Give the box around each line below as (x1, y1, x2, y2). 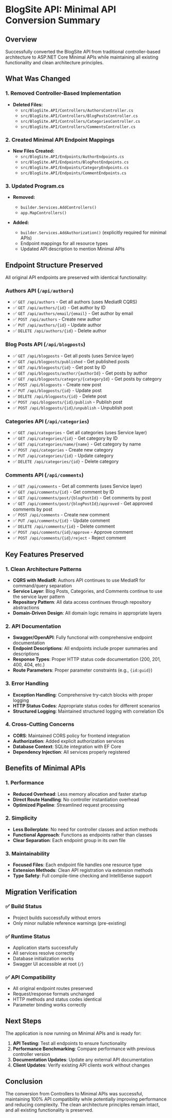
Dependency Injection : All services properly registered (12, 749, 130, 755)
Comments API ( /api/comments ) (5, 471, 84, 478)
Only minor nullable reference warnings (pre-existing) (12, 920, 127, 926)
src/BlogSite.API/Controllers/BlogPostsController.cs (20, 113, 138, 119)
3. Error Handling (5, 680, 49, 687)
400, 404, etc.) (12, 662, 45, 668)
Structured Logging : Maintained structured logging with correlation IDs (12, 708, 164, 714)
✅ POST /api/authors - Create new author (12, 316, 101, 322)
